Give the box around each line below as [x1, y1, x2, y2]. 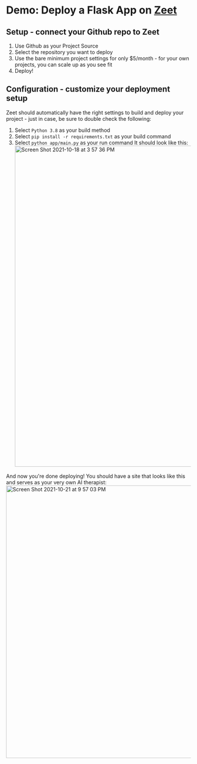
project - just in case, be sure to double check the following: [6, 115, 151, 122]
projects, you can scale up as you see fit [14, 61, 113, 68]
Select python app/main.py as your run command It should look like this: [14, 139, 189, 146]
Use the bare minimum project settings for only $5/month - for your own [14, 55, 189, 62]
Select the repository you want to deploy [14, 49, 113, 56]
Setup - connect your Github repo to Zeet [6, 27, 159, 37]
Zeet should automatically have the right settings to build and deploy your [6, 109, 184, 116]
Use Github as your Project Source [14, 42, 98, 49]
